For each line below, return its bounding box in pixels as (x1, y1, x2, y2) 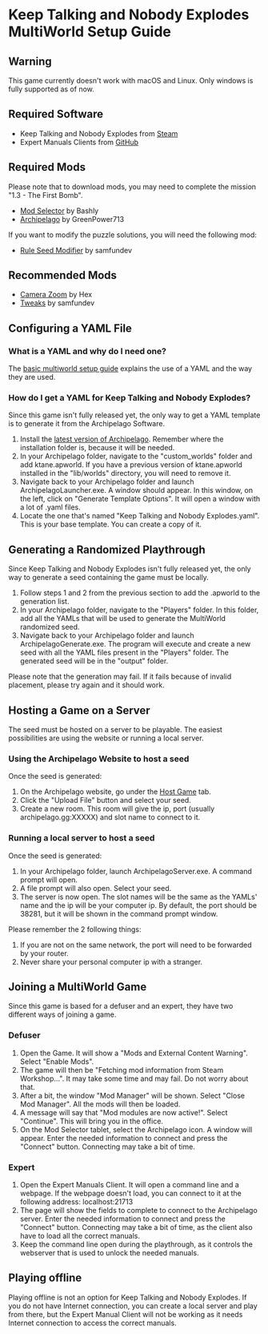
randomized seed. (19, 623, 80, 632)
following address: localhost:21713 (19, 1197, 134, 1207)
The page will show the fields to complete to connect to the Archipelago (19, 1206, 258, 1215)
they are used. (8, 373, 56, 382)
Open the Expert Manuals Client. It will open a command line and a (19, 1180, 240, 1190)
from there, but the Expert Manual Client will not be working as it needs (8, 1309, 243, 1319)
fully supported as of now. (8, 84, 94, 94)
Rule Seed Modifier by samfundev (19, 245, 133, 255)
